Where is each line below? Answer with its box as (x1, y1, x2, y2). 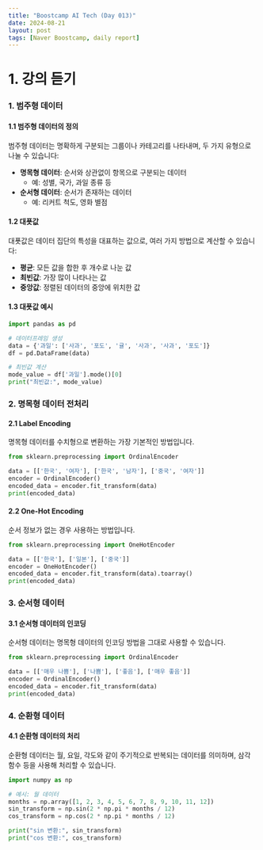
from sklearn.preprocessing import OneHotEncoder (8, 540, 176, 549)
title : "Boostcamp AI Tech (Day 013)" (8, 11, 136, 20)
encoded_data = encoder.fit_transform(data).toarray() (8, 570, 193, 578)
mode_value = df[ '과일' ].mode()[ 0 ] (8, 371, 123, 379)
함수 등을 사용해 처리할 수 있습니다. (8, 760, 116, 769)
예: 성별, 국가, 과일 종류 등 (31, 177, 112, 187)
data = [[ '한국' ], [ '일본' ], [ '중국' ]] (8, 555, 130, 563)
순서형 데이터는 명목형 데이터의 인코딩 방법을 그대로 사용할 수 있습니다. (8, 638, 226, 647)
